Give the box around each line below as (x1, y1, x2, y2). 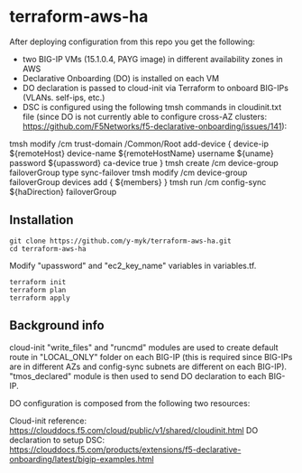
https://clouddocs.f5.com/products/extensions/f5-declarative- (9, 444, 242, 455)
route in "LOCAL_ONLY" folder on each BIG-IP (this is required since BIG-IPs (9, 351, 293, 362)
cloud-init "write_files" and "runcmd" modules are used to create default (9, 341, 279, 353)
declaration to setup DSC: (9, 434, 105, 445)
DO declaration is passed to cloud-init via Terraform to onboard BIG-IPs (22, 82, 288, 93)
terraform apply (9, 293, 70, 302)
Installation (9, 212, 74, 227)
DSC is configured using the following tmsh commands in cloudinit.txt (22, 101, 282, 112)
